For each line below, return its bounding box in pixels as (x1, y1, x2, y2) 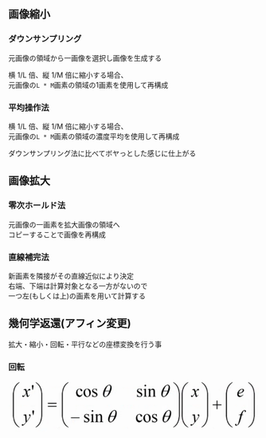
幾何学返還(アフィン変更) (8, 317, 131, 330)
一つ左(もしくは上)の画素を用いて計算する (8, 290, 146, 301)
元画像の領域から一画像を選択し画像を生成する (8, 53, 162, 62)
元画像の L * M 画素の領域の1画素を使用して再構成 (8, 80, 169, 89)
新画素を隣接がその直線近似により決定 (8, 270, 134, 281)
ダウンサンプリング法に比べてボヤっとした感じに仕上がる (8, 148, 197, 158)
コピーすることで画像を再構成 (8, 230, 106, 239)
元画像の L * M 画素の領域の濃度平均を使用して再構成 (8, 131, 180, 141)
